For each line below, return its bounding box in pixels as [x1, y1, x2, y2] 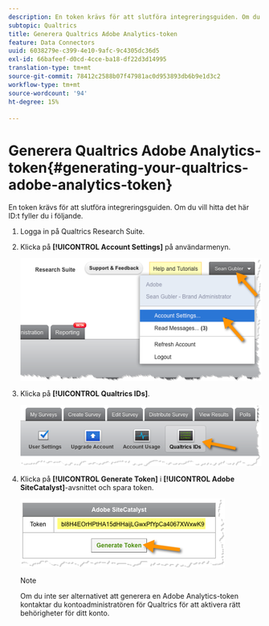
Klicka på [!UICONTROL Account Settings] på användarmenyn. [19, 242, 231, 252]
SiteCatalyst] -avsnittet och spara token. [19, 483, 154, 493]
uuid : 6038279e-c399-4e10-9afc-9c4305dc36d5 [8, 47, 160, 55]
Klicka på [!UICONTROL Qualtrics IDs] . [19, 388, 150, 398]
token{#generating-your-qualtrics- [8, 159, 249, 177]
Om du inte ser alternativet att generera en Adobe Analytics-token [19, 591, 239, 601]
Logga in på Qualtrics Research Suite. [19, 227, 145, 236]
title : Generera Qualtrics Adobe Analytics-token [8, 30, 178, 38]
